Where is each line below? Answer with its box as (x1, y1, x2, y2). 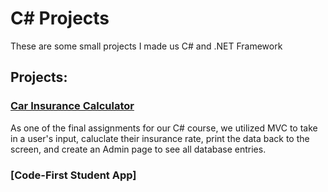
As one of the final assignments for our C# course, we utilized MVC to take (10, 122, 318, 134)
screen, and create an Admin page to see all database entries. (10, 143, 267, 155)
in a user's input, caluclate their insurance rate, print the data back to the (10, 132, 310, 144)
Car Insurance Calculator (10, 99, 135, 113)
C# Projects (10, 7, 110, 30)
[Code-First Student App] (10, 168, 137, 182)
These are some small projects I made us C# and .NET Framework (10, 40, 283, 52)
